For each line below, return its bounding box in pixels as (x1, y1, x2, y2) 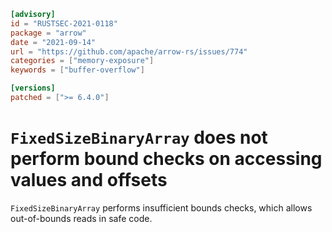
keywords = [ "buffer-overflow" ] (10, 65, 145, 75)
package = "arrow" (10, 28, 87, 38)
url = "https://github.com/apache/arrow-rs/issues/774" (10, 46, 248, 57)
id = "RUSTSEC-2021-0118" (10, 18, 118, 29)
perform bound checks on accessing (10, 148, 323, 170)
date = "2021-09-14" (10, 37, 97, 47)
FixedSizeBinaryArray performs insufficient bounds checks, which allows (10, 201, 313, 214)
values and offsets (10, 169, 168, 192)
